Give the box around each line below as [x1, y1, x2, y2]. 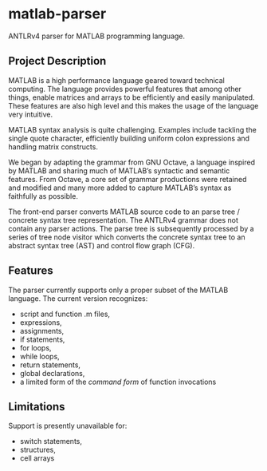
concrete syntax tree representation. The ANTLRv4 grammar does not [8, 215, 239, 224]
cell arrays [19, 453, 55, 463]
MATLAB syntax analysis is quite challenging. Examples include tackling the [8, 125, 257, 134]
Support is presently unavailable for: [8, 421, 128, 431]
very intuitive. [8, 109, 53, 119]
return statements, [19, 360, 81, 370]
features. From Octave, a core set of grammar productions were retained [8, 174, 247, 184]
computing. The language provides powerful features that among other [8, 84, 241, 93]
